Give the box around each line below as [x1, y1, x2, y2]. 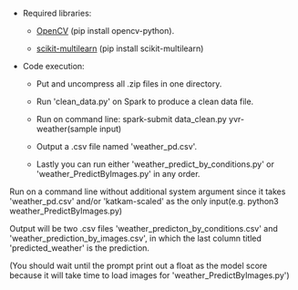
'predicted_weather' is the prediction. [9, 243, 150, 254]
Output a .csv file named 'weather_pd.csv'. [36, 141, 198, 151]
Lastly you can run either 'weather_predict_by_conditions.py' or [36, 159, 275, 170]
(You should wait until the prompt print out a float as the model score [9, 260, 268, 271]
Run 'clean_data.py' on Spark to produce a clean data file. [36, 96, 254, 107]
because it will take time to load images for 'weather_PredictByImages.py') [9, 270, 290, 281]
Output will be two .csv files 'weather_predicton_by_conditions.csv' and [9, 223, 278, 233]
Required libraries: [22, 8, 92, 18]
